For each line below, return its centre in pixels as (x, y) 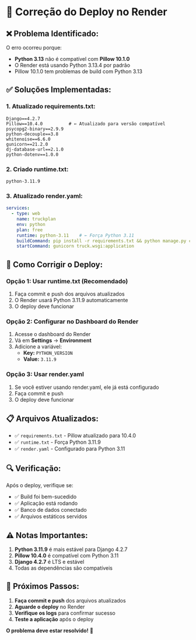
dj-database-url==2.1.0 (35, 149)
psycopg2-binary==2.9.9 (35, 129)
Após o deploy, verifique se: (40, 485)
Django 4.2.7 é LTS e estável (49, 562)
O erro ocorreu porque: (34, 47)
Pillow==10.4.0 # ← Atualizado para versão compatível (86, 124)
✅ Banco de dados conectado (50, 510)
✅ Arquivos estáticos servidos (51, 516)
